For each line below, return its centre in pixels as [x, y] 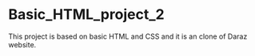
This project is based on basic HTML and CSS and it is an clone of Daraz [128, 36]
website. [22, 44]
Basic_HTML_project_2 [87, 15]
